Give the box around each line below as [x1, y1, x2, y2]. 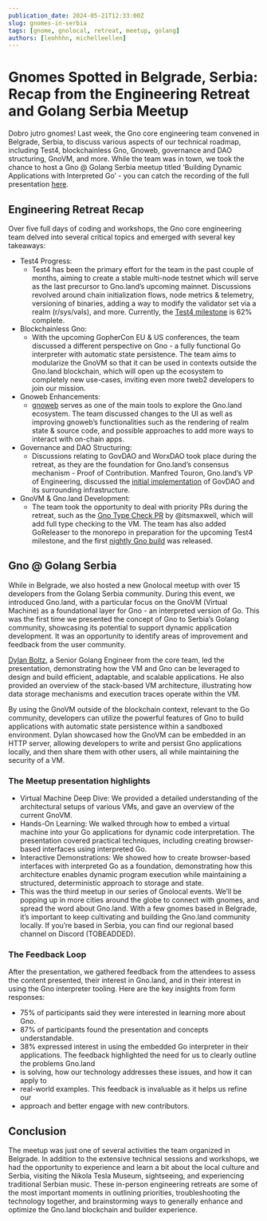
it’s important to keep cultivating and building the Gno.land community [19, 912, 251, 922]
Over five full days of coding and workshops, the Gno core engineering [8, 224, 241, 233]
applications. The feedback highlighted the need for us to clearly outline [19, 1050, 257, 1060]
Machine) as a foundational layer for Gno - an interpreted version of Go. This [8, 606, 260, 615]
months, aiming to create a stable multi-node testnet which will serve [31, 273, 259, 283]
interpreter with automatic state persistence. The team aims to [31, 350, 237, 359]
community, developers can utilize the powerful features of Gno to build [8, 713, 245, 722]
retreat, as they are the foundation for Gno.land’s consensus [31, 460, 230, 469]
